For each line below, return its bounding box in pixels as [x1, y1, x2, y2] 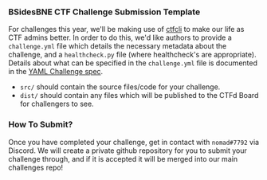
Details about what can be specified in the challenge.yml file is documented [8, 58, 257, 68]
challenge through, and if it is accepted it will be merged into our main [8, 154, 238, 163]
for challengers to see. [19, 99, 94, 109]
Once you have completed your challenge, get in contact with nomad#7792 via [8, 137, 260, 147]
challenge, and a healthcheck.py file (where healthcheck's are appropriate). [8, 50, 257, 60]
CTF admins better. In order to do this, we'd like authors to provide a [8, 33, 233, 42]
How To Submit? [8, 119, 73, 130]
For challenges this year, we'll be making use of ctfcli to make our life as [8, 25, 245, 34]
